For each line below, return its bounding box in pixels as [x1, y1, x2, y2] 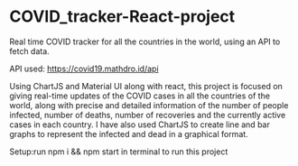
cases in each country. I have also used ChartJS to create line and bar [9, 119, 271, 130]
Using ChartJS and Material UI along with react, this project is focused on [9, 80, 283, 91]
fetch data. [9, 45, 50, 56]
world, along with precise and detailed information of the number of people [9, 99, 289, 110]
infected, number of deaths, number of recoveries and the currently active [9, 109, 286, 120]
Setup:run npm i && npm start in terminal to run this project [9, 146, 228, 157]
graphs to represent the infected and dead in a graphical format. [9, 128, 248, 139]
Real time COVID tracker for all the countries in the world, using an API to [9, 36, 281, 47]
